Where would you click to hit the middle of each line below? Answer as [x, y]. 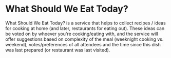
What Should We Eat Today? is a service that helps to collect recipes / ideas [85, 23]
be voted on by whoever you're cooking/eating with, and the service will [82, 34]
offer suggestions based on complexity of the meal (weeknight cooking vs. [84, 39]
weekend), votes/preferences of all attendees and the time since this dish [83, 44]
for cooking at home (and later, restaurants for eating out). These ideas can [85, 28]
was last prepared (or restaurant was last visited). [58, 50]
